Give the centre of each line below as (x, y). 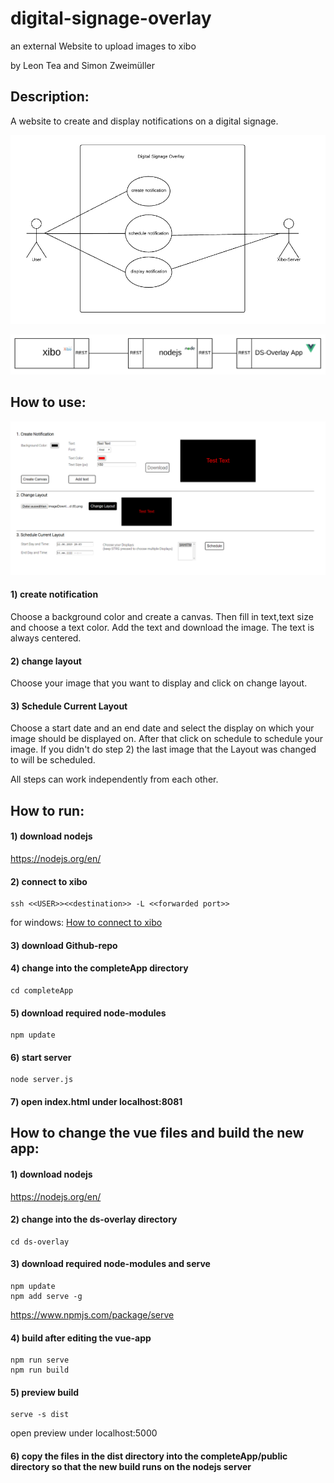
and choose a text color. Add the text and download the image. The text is (162, 628)
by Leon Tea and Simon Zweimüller (83, 65)
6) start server (41, 1057)
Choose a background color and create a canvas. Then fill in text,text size (162, 617)
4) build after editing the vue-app (81, 1338)
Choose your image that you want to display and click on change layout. (159, 683)
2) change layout (46, 661)
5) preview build (45, 1392)
